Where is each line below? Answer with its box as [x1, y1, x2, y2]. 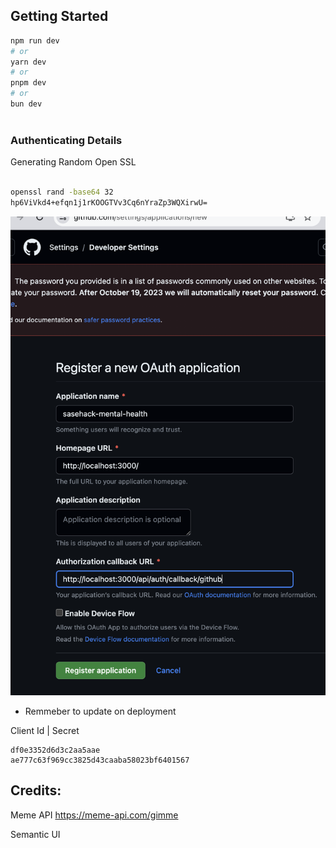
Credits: [10, 782, 62, 799]
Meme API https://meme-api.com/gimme [10, 809, 179, 821]
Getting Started [10, 8, 109, 25]
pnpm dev [10, 78, 47, 88]
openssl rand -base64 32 [10, 187, 114, 197]
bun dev [10, 99, 43, 109]
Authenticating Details [10, 133, 123, 147]
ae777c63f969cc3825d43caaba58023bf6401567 [10, 755, 190, 765]
